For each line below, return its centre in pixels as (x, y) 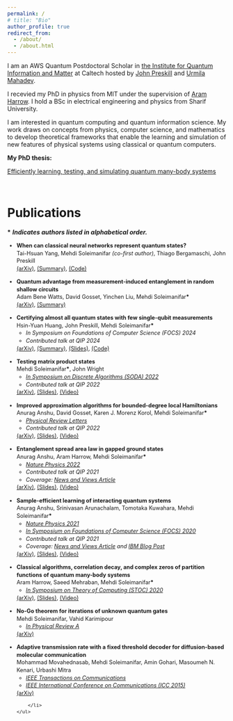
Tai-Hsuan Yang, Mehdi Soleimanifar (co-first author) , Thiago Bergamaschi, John (121, 253)
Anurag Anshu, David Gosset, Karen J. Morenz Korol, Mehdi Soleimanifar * (112, 413)
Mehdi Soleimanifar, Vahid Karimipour (65, 618)
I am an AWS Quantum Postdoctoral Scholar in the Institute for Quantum (110, 66)
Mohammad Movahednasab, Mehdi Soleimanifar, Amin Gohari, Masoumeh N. (116, 662)
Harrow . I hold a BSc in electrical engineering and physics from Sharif (107, 101)
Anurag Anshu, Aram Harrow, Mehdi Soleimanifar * (81, 456)
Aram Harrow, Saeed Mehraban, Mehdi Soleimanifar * (85, 582)
